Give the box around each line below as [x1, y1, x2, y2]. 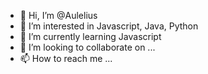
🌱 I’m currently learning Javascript [19, 31, 162, 42]
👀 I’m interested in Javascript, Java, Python [19, 20, 199, 32]
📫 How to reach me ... [19, 53, 113, 64]
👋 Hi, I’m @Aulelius [19, 10, 98, 21]
